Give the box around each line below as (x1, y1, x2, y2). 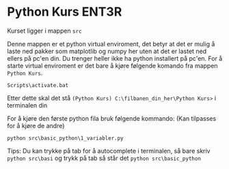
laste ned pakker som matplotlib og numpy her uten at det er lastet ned (7, 47, 207, 55)
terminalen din (7, 101, 48, 109)
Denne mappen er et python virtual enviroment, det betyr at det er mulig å (7, 40, 215, 48)
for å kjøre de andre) (7, 121, 65, 129)
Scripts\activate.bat (7, 82, 69, 89)
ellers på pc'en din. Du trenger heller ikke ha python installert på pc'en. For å (7, 54, 223, 62)
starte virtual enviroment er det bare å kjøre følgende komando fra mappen (7, 61, 218, 70)
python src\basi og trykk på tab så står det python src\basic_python (7, 154, 202, 162)
